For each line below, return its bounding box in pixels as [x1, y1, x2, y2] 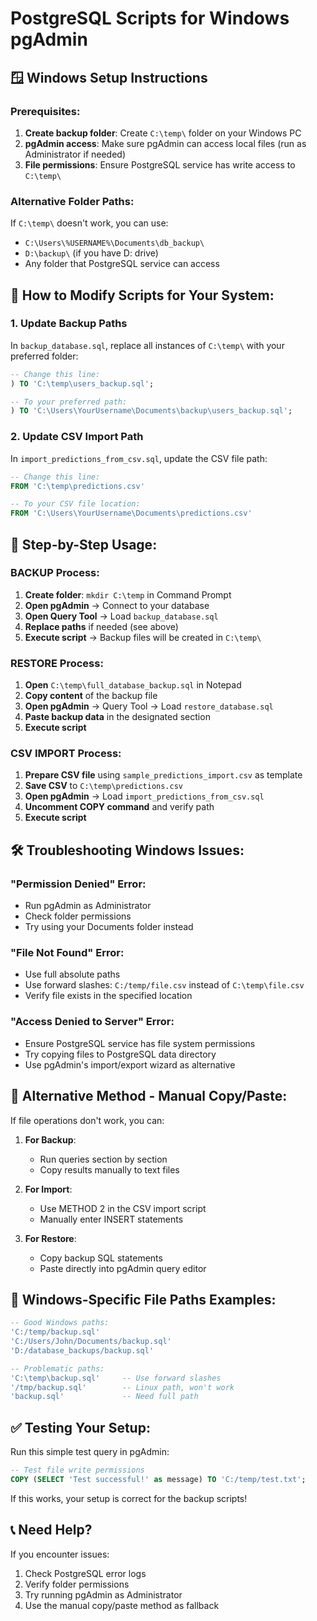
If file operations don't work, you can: [10, 1114, 165, 1126]
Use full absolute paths [24, 968, 121, 981]
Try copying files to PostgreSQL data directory [24, 1048, 217, 1060]
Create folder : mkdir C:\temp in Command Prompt [24, 588, 232, 601]
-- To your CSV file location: [10, 499, 141, 509]
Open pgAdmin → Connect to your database [24, 599, 210, 611]
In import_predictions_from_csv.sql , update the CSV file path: [10, 452, 268, 464]
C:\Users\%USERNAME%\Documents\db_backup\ [24, 238, 205, 249]
